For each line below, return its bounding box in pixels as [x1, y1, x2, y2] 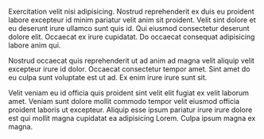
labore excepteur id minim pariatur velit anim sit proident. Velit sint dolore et [8, 15, 256, 25]
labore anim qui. [8, 41, 61, 50]
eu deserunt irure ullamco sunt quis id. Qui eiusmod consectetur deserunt [8, 24, 250, 33]
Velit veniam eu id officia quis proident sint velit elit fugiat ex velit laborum [8, 88, 249, 98]
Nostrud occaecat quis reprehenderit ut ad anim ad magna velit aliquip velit [8, 56, 254, 65]
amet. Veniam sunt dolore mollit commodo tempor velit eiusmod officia [8, 97, 240, 106]
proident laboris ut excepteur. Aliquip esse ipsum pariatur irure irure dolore [8, 105, 253, 114]
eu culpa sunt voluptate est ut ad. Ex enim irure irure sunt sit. [8, 73, 208, 82]
